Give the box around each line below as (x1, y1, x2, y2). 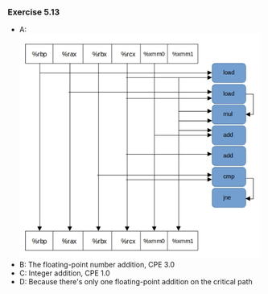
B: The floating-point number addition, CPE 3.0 (19, 260, 175, 270)
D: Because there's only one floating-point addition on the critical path (19, 277, 253, 287)
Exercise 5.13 (7, 6, 60, 18)
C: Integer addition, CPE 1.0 (19, 268, 110, 278)
